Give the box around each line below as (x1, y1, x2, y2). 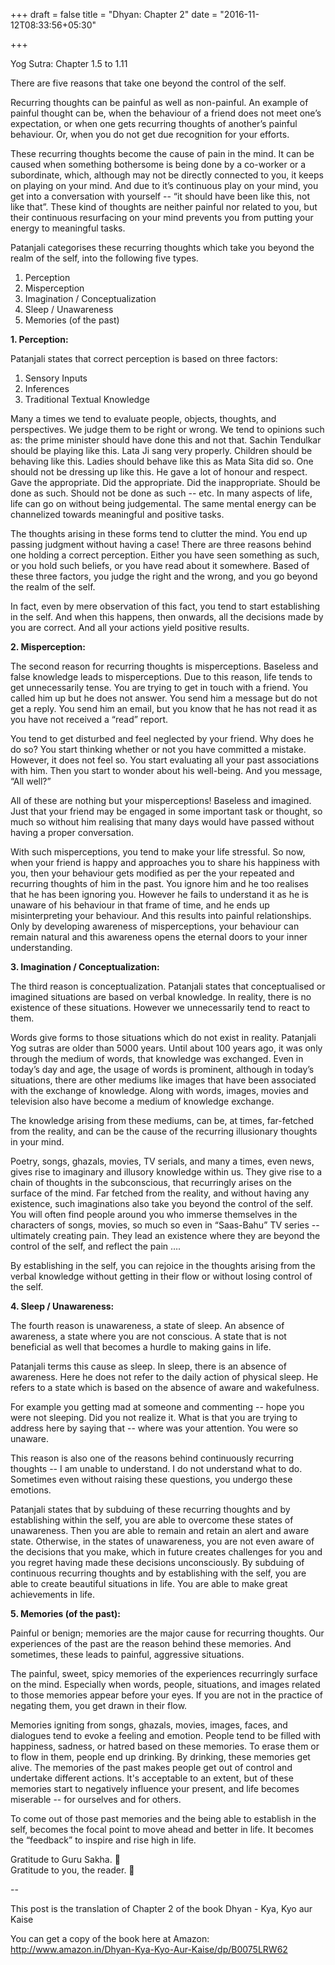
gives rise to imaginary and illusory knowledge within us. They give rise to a (10, 1166, 323, 1178)
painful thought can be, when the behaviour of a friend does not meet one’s (10, 107, 322, 119)
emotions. (10, 1484, 52, 1496)
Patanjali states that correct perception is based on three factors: (10, 353, 278, 364)
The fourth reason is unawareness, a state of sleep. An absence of (10, 1320, 285, 1331)
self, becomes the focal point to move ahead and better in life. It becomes (10, 1824, 314, 1835)
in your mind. (10, 1136, 65, 1148)
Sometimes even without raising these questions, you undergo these (10, 1474, 293, 1485)
